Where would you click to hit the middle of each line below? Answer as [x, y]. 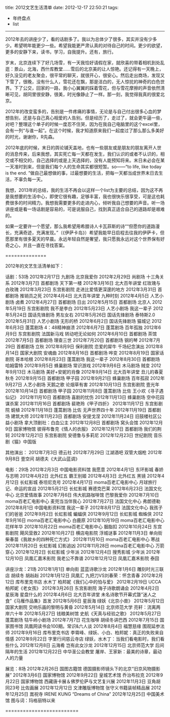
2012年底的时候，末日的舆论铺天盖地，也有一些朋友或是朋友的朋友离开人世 [83, 148]
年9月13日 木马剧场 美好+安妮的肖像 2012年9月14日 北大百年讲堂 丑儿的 [80, 372]
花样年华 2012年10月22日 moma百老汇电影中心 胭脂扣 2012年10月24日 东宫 [84, 526]
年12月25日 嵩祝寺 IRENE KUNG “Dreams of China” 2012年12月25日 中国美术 [85, 694]
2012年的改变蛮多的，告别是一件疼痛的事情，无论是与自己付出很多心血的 [81, 111]
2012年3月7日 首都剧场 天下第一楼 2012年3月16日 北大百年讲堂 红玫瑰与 [86, 283]
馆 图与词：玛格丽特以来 [30, 700]
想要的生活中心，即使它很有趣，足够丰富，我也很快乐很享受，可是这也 [87, 196]
